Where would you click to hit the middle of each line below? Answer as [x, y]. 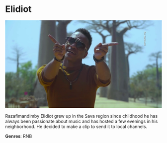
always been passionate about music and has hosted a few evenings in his [82, 121]
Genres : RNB [19, 136]
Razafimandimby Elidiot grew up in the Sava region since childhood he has [82, 116]
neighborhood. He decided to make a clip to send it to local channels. [76, 127]
